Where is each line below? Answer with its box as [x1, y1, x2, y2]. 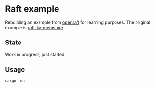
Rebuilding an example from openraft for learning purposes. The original [5, 19, 150, 25]
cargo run [5, 78, 25, 83]
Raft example [5, 3, 59, 15]
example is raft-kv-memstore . [5, 24, 65, 30]
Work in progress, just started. [5, 51, 66, 57]
